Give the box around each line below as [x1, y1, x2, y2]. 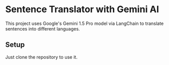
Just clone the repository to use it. [5, 54, 78, 60]
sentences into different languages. [5, 25, 80, 31]
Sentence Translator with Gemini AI [5, 4, 159, 15]
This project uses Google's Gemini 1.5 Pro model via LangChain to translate [5, 20, 164, 26]
